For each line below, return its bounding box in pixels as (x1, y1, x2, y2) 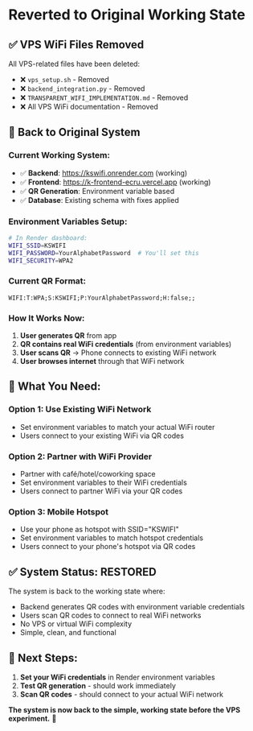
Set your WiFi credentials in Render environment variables (19, 672, 215, 682)
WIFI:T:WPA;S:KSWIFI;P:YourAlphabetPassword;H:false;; (8, 294, 196, 302)
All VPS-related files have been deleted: (8, 59, 141, 68)
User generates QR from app (19, 331, 117, 341)
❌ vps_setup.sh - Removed (19, 75, 110, 84)
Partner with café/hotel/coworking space (19, 469, 156, 479)
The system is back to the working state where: (8, 586, 166, 597)
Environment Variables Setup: (8, 216, 128, 227)
